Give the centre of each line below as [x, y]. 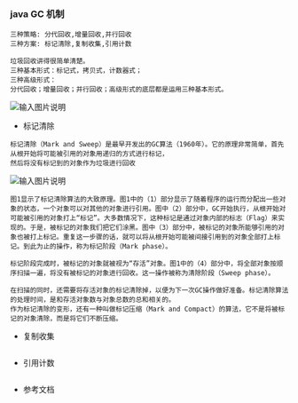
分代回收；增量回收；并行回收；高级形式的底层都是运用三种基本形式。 [119, 90]
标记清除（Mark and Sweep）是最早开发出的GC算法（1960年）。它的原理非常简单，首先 [147, 145]
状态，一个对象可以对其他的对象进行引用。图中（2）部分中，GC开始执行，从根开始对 [154, 209]
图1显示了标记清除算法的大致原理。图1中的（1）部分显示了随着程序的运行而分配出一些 [145, 200]
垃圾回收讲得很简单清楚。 [50, 61]
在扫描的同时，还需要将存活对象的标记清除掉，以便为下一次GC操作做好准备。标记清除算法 [149, 290]
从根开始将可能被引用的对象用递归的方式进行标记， [90, 154]
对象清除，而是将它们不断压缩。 [73, 319]
